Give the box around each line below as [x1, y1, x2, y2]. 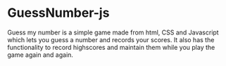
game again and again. [7, 51, 74, 59]
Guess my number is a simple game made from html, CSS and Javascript [7, 28, 220, 37]
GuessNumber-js [7, 5, 110, 21]
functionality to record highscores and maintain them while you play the [7, 43, 215, 51]
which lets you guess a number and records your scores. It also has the [7, 35, 215, 44]
